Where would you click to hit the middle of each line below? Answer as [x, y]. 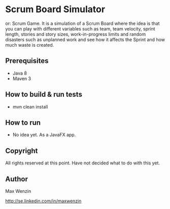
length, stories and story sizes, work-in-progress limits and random [76, 34]
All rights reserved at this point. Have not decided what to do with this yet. [83, 163]
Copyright [22, 151]
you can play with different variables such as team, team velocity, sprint [80, 28]
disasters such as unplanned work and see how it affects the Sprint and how [85, 40]
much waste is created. [30, 45]
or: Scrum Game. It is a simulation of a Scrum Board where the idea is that [82, 23]
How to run [23, 123]
